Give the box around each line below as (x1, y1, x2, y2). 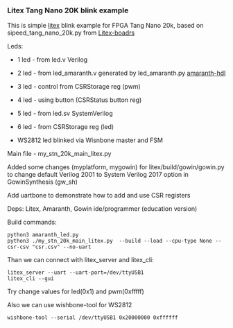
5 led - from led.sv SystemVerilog (17, 110, 113, 118)
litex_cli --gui (7, 275, 54, 282)
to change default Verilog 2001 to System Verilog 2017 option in (7, 171, 189, 179)
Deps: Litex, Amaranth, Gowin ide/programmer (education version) (7, 205, 198, 213)
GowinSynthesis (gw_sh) (7, 178, 78, 186)
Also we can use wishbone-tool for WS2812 (7, 301, 132, 309)
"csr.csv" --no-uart (32, 243, 92, 251)
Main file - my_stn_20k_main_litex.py (7, 150, 112, 158)
